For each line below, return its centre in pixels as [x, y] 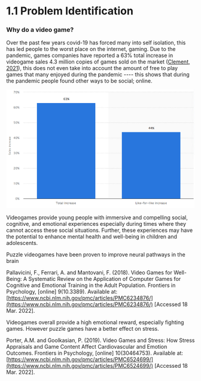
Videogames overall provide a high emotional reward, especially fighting [95, 322]
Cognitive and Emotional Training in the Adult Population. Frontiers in [91, 285]
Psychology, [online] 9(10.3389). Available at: [62, 291]
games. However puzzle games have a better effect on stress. [83, 328]
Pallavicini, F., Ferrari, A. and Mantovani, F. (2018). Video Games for [89, 272]
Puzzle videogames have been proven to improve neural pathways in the [96, 254]
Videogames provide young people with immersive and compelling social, [97, 217]
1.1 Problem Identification [70, 11]
